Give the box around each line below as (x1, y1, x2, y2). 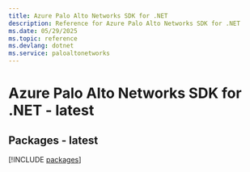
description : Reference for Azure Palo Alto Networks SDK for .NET (8, 19, 241, 27)
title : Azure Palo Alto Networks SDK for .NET (8, 11, 168, 20)
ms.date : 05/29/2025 (8, 27, 78, 35)
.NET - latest (8, 102, 95, 120)
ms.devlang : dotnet (8, 42, 74, 50)
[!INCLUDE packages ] (8, 155, 82, 164)
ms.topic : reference (8, 34, 78, 43)
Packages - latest (8, 133, 99, 147)
